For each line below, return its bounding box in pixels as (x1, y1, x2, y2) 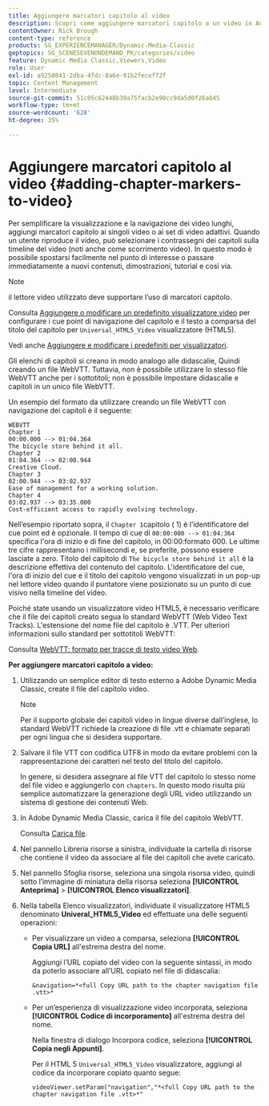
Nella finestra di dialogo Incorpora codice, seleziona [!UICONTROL (31, 1035, 253, 1044)
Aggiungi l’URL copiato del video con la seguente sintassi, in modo (31, 957, 252, 967)
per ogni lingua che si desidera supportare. (19, 732, 163, 742)
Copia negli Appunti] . (31, 1043, 105, 1053)
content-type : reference (8, 34, 91, 43)
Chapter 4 (8, 491, 42, 499)
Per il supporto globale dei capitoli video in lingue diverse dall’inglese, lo (19, 715, 259, 725)
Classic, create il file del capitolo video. (19, 684, 150, 693)
